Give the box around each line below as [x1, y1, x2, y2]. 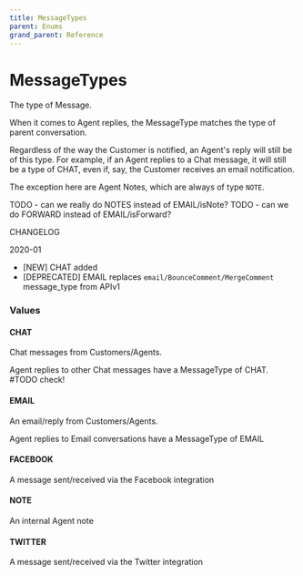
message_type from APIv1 [22, 282, 121, 293]
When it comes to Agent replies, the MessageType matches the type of [9, 118, 276, 129]
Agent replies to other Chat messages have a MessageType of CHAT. [9, 365, 269, 375]
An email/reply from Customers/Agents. [9, 416, 158, 427]
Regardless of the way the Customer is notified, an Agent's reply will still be [9, 145, 293, 156]
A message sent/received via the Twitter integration [9, 557, 203, 568]
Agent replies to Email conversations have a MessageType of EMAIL [9, 433, 265, 444]
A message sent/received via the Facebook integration [9, 474, 215, 485]
